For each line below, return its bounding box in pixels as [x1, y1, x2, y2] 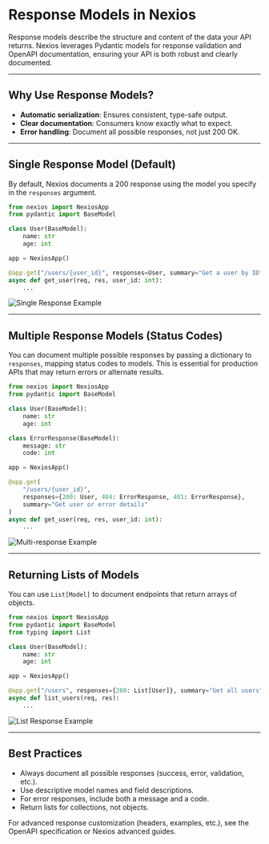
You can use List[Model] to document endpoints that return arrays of [8, 590, 238, 599]
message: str [22, 441, 66, 450]
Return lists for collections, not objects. [19, 802, 150, 812]
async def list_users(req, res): [8, 694, 120, 703]
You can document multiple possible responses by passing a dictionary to [8, 351, 252, 360]
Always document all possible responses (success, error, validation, [19, 768, 244, 777]
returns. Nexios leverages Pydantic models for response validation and [8, 40, 242, 50]
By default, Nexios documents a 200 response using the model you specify [8, 179, 257, 189]
